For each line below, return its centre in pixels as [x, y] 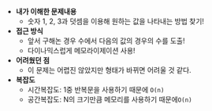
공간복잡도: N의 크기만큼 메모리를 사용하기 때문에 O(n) [110, 99]
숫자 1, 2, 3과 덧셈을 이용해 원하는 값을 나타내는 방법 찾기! [116, 21]
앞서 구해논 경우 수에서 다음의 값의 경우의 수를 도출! [106, 41]
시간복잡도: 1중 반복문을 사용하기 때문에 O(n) [96, 90]
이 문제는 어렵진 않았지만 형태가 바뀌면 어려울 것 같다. [109, 70]
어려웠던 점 [32, 60]
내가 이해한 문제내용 [46, 11]
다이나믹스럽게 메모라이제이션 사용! [81, 50]
